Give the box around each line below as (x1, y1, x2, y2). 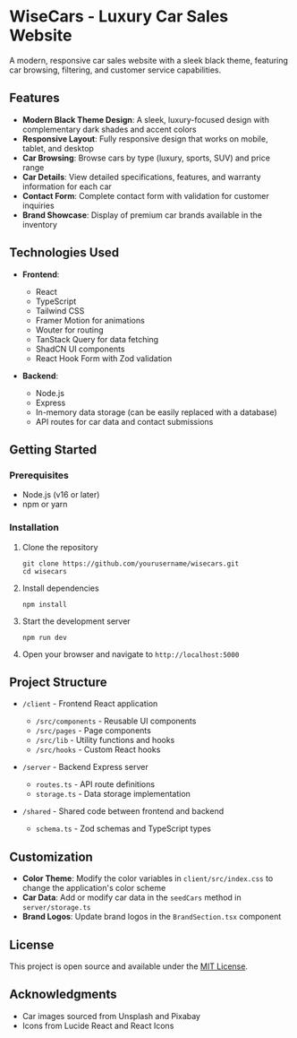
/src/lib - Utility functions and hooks (35, 735, 175, 746)
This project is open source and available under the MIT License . (9, 961, 249, 972)
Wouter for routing (35, 324, 105, 335)
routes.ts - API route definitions (35, 779, 155, 790)
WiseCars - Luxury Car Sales (9, 6, 229, 27)
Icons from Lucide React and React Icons (21, 1020, 174, 1031)
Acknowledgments (9, 987, 118, 1002)
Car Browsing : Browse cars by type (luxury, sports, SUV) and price (21, 152, 271, 163)
